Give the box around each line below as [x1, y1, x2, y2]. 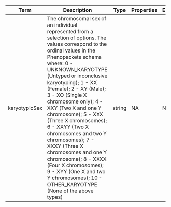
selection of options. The [47, 34, 107, 41]
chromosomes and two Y [47, 130, 107, 137]
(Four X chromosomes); [47, 162, 104, 169]
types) [47, 194, 63, 200]
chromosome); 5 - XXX [47, 111, 103, 118]
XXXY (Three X [47, 143, 84, 149]
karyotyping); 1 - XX [47, 79, 97, 86]
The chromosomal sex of [47, 15, 107, 22]
